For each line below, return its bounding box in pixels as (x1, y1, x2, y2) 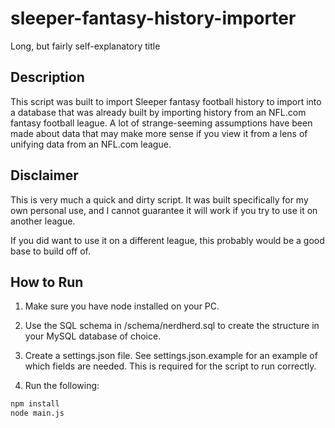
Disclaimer (10, 167, 79, 184)
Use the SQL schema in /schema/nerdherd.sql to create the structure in (24, 320, 320, 332)
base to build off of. (10, 245, 91, 257)
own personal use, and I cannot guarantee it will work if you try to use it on (10, 204, 318, 216)
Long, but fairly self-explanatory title (10, 40, 161, 52)
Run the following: (24, 380, 100, 392)
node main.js (10, 408, 65, 419)
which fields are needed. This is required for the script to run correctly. (24, 360, 317, 372)
